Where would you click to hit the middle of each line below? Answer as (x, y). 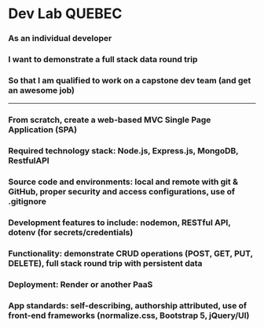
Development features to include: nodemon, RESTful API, (119, 223)
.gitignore (27, 201)
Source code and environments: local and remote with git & (123, 182)
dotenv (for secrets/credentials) (71, 233)
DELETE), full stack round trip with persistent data (105, 263)
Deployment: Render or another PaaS (81, 284)
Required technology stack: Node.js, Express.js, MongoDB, (123, 151)
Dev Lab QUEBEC (65, 14)
